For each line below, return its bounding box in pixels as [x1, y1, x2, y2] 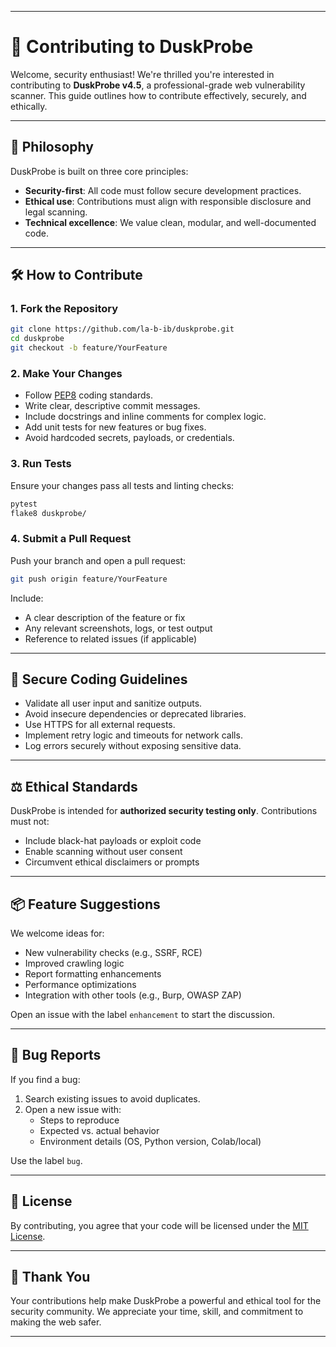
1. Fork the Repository [10, 302, 119, 316]
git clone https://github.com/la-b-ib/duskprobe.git [10, 324, 235, 335]
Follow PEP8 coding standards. [24, 389, 153, 401]
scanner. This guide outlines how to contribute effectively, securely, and [10, 89, 307, 101]
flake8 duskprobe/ [10, 508, 87, 518]
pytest [10, 499, 38, 509]
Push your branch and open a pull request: [10, 554, 187, 566]
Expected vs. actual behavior [39, 1124, 160, 1136]
